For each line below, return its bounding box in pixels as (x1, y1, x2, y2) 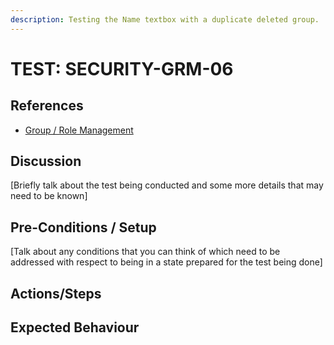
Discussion (10, 153, 82, 170)
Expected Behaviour (10, 319, 140, 336)
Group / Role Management (24, 124, 134, 136)
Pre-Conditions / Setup (10, 219, 157, 236)
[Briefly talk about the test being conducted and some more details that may (10, 179, 324, 191)
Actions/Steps (10, 285, 102, 302)
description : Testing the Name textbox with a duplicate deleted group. (10, 14, 320, 25)
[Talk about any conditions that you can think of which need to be (10, 246, 281, 258)
